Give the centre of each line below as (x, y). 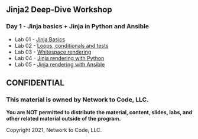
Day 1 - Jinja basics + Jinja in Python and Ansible (78, 27)
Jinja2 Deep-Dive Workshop (59, 10)
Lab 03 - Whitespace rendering (53, 52)
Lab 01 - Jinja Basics (40, 39)
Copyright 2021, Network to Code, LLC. (54, 130)
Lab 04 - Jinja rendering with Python (59, 58)
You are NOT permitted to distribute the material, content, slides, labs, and (99, 112)
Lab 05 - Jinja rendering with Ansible (60, 64)
